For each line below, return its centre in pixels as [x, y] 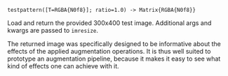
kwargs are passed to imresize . [53, 30]
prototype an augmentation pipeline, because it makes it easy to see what [114, 59]
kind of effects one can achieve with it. [63, 66]
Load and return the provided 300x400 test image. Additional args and [109, 23]
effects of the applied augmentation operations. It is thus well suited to [109, 51]
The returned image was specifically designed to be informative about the [114, 44]
